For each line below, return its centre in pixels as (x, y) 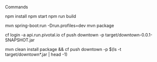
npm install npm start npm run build (41, 16)
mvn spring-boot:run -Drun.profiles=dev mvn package (60, 25)
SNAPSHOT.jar (20, 40)
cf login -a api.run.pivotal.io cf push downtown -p (55, 35)
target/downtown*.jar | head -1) (36, 54)
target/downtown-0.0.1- (129, 35)
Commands (17, 7)
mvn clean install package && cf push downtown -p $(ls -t (63, 49)
